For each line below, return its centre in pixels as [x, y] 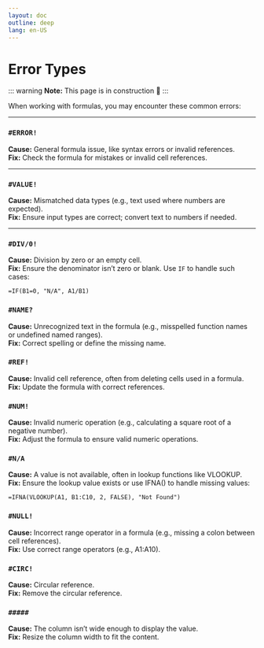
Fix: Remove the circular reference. [65, 593]
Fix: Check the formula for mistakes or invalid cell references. [108, 157]
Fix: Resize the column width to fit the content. [84, 637]
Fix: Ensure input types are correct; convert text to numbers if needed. [123, 217]
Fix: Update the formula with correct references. [86, 387]
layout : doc [27, 15]
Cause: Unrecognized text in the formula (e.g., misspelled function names [128, 326]
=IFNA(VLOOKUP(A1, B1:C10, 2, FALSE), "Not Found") [94, 498]
